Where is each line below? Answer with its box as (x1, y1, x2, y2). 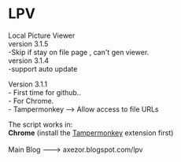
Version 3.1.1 (8, 79, 48, 89)
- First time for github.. (8, 87, 81, 97)
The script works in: (8, 120, 73, 129)
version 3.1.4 (8, 56, 50, 65)
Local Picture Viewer (8, 31, 76, 40)
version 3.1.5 (8, 39, 49, 48)
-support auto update (8, 64, 78, 73)
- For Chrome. (8, 96, 54, 105)
